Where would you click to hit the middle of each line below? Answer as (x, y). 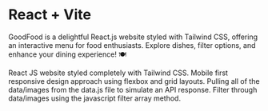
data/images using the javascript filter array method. (95, 98)
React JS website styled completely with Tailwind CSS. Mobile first (118, 73)
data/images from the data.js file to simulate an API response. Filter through (133, 89)
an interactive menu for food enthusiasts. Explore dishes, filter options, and (132, 45)
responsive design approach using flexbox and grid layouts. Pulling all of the (134, 81)
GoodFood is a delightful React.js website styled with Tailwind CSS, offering (133, 37)
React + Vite (50, 15)
